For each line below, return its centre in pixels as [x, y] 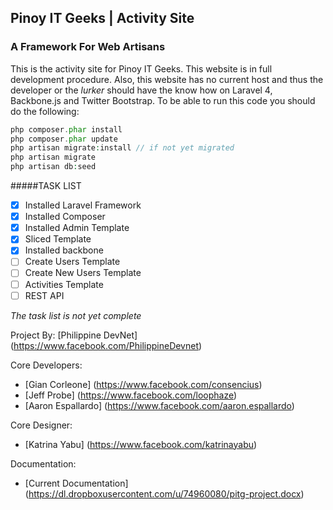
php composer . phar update [64, 139]
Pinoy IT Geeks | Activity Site [102, 18]
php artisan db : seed [53, 167]
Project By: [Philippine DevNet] [74, 335]
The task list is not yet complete [76, 315]
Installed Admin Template [77, 228]
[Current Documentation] [76, 483]
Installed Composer [65, 217]
